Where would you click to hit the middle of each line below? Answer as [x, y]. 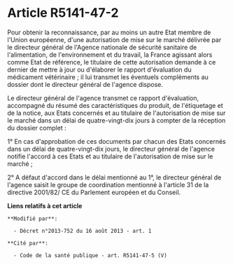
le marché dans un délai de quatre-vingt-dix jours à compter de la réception [116, 120]
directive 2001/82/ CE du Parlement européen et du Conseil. [94, 192]
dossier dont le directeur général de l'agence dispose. [85, 84]
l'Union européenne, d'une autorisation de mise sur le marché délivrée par [114, 39]
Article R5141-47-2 [63, 13]
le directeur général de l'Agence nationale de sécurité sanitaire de [102, 47]
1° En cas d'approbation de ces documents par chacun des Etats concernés [116, 141]
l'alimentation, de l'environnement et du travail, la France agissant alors [110, 55]
